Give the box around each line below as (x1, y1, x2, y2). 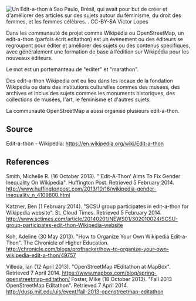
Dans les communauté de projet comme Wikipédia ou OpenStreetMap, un (6, 29, 184, 36)
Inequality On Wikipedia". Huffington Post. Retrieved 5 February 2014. (6, 179, 174, 186)
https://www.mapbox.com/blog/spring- (62, 269, 157, 276)
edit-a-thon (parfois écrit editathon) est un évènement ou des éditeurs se (6, 36, 184, 42)
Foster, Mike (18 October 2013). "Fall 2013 (71, 275, 172, 282)
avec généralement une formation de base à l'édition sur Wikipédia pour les (6, 48, 190, 55)
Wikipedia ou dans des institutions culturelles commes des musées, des (6, 83, 180, 91)
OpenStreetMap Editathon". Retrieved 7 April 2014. (6, 282, 129, 289)
